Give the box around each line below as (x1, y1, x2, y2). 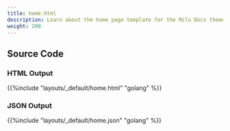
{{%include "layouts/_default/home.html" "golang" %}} (7, 84, 162, 92)
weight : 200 (7, 23, 41, 29)
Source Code (7, 48, 64, 59)
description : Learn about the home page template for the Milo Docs (7, 16, 207, 23)
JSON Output (7, 100, 53, 110)
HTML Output (7, 68, 53, 78)
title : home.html (7, 10, 57, 17)
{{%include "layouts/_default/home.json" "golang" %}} (7, 117, 162, 125)
